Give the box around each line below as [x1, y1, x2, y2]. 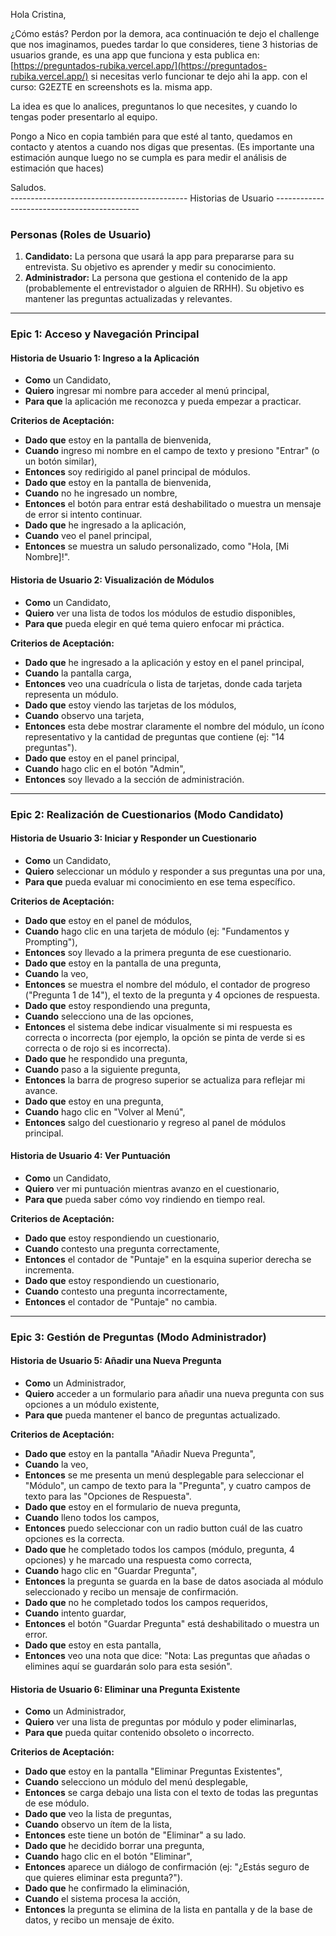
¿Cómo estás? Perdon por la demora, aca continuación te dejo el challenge [10, 28, 320, 39]
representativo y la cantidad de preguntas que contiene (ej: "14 [24, 730, 285, 743]
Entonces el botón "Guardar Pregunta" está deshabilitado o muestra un [24, 1618, 320, 1630]
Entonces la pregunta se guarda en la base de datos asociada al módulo [24, 1575, 324, 1588]
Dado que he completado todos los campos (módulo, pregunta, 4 [24, 1544, 295, 1556]
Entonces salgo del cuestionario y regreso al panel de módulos [24, 1116, 287, 1128]
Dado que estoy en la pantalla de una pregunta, [24, 957, 222, 969]
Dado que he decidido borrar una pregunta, [24, 1840, 205, 1852]
